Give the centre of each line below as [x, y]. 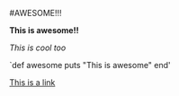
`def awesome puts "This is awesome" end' [90, 65]
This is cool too [38, 48]
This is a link [32, 83]
